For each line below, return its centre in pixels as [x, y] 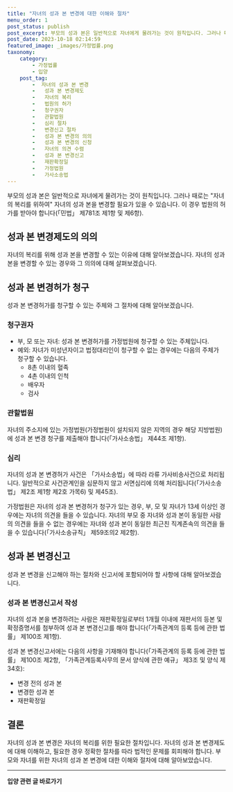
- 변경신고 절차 [54, 130]
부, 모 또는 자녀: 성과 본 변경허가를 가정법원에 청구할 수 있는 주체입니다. [113, 341]
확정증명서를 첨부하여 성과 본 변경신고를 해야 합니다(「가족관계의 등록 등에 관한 [113, 628]
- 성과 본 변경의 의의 [62, 136]
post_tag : [34, 78]
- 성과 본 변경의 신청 [62, 143]
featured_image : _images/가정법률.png [60, 46]
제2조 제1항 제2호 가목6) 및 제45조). [69, 492]
